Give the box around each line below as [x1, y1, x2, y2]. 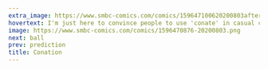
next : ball [8, 33, 45, 42]
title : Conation [8, 48, 62, 56]
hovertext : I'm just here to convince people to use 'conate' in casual [8, 19, 255, 27]
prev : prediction [8, 41, 66, 49]
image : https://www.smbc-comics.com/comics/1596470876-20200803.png [8, 26, 241, 34]
